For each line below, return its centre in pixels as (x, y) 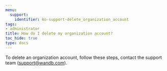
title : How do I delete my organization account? (59, 33)
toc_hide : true (21, 39)
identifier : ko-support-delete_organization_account (72, 19)
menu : (11, 10)
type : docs (17, 43)
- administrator (22, 29)
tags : (11, 24)
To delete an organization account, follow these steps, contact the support (84, 57)
